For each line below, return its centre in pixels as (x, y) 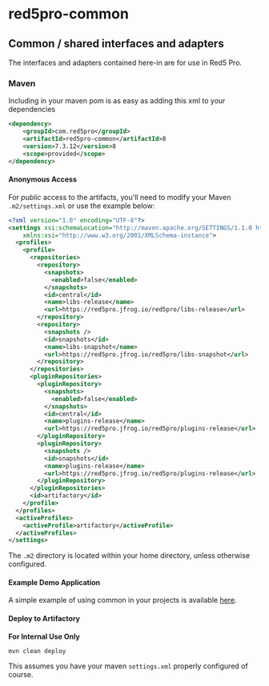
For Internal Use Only (44, 636)
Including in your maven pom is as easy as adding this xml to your (117, 101)
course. (21, 674)
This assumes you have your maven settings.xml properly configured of (128, 666)
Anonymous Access (43, 179)
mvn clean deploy (37, 651)
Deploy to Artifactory (44, 619)
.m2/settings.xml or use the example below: (82, 206)
